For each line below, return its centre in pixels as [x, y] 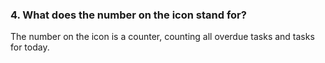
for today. [30, 47]
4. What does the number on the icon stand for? [128, 15]
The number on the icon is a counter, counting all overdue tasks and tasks [162, 37]
